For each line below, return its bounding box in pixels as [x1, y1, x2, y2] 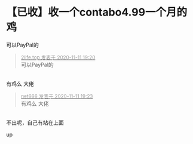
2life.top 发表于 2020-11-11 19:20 [20, 54, 96, 60]
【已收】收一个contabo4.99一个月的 [6, 5, 187, 19]
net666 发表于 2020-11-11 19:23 [20, 93, 93, 99]
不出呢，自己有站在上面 [6, 119, 64, 126]
